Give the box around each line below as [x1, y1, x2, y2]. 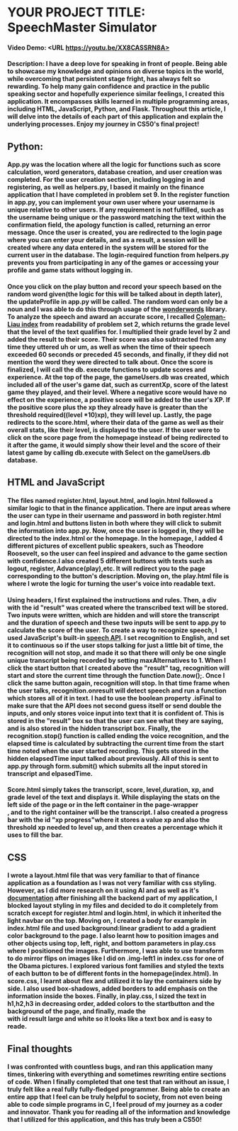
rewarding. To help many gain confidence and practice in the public [7, 82, 210, 91]
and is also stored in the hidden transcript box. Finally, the [7, 724, 182, 732]
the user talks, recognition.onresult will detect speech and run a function [7, 686, 227, 695]
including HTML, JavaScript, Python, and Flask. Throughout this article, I [7, 104, 226, 114]
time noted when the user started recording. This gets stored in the [7, 747, 209, 755]
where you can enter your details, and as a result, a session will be [7, 236, 207, 244]
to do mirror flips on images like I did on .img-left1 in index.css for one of [7, 954, 225, 963]
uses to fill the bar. [7, 830, 64, 839]
